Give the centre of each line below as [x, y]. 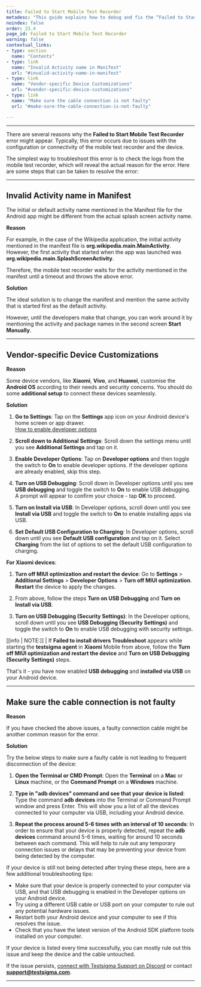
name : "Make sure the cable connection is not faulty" [81, 100]
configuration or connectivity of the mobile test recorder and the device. [95, 147]
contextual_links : [29, 45]
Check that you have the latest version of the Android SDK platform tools [104, 930]
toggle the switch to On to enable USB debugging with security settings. [104, 629]
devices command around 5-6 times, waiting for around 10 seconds [99, 837]
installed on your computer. [48, 936]
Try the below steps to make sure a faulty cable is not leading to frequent [96, 757]
